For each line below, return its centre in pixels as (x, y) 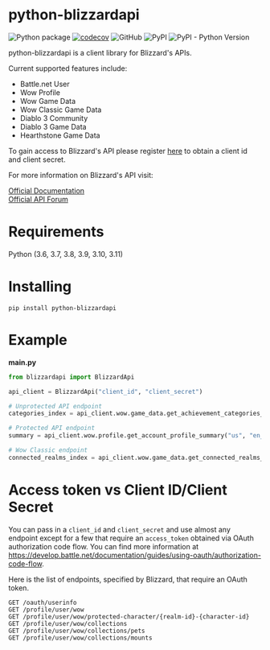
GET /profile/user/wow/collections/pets (77, 631)
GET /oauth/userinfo (43, 602)
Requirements (56, 232)
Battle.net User (45, 84)
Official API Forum (38, 199)
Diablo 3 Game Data (53, 126)
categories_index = (41, 414)
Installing (40, 287)
